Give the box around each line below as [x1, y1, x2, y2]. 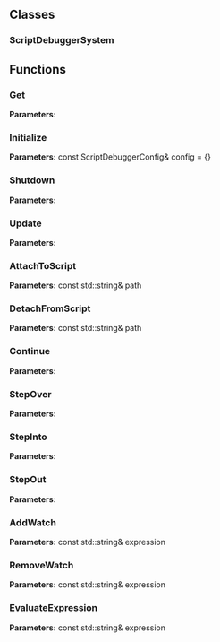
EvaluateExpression [9, 602, 98, 614]
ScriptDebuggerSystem [9, 34, 114, 47]
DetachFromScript [9, 302, 91, 315]
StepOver [9, 387, 52, 400]
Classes [9, 7, 55, 22]
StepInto [9, 430, 47, 443]
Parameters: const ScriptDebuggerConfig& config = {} [9, 152, 212, 162]
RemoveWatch [9, 559, 74, 571]
